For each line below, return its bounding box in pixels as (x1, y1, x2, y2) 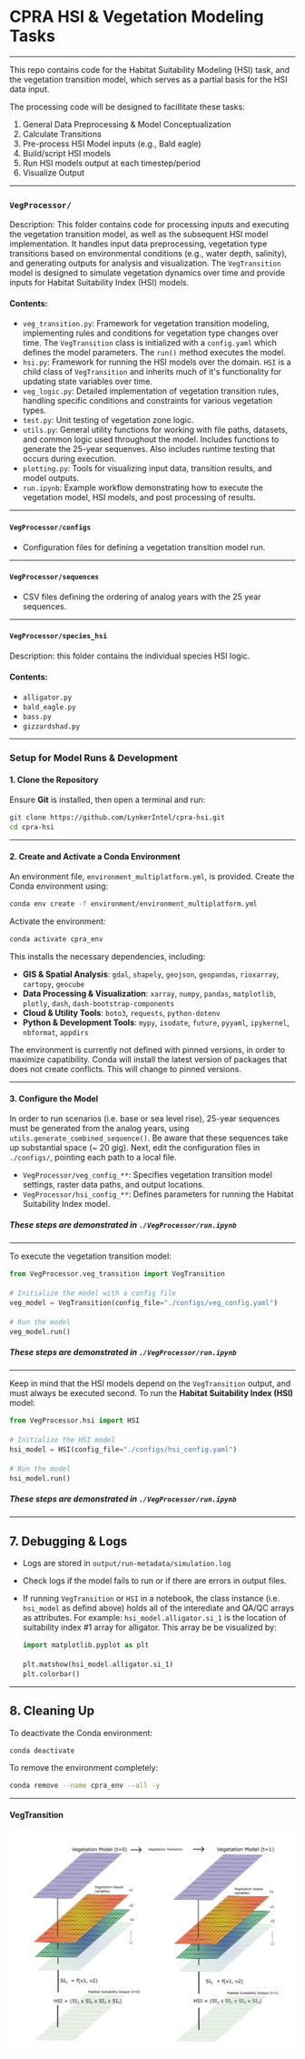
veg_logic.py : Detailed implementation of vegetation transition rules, (22, 386, 280, 397)
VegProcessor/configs (9, 523, 92, 533)
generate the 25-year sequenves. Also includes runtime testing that (22, 444, 275, 455)
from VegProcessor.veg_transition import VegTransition (9, 1270, 225, 1279)
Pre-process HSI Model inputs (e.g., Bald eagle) (22, 138, 202, 149)
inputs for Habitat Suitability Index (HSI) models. (9, 277, 190, 288)
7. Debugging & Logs (9, 1533, 128, 1549)
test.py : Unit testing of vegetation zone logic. (22, 415, 194, 426)
